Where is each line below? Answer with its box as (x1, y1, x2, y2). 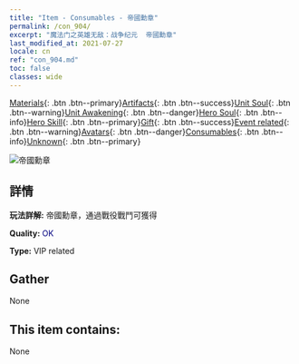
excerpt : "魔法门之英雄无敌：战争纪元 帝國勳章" (9, 30, 178, 39)
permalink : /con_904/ (9, 22, 92, 31)
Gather (9, 271, 50, 287)
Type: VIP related (9, 245, 75, 256)
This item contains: (9, 321, 121, 337)
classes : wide (9, 73, 63, 82)
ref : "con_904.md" (9, 55, 79, 64)
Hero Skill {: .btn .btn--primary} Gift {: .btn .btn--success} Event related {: (26, 116, 290, 127)
